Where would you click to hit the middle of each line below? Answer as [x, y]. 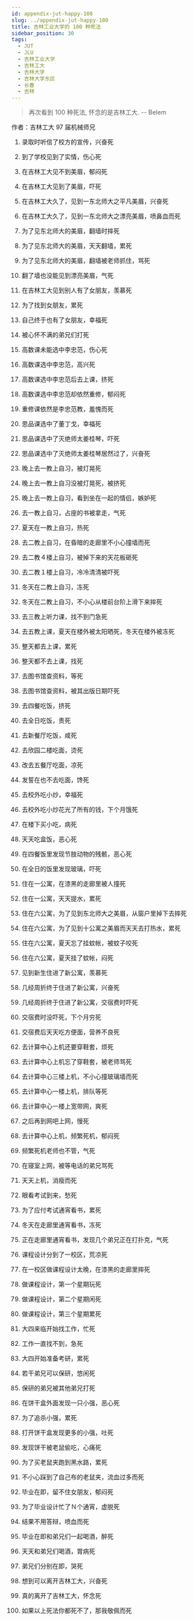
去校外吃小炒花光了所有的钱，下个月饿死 [80, 810]
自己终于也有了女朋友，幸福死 [64, 320]
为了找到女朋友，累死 [52, 305]
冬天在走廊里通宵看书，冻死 [61, 1225]
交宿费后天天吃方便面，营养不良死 [70, 1032]
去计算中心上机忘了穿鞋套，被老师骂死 [76, 1062]
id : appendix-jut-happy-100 [52, 14]
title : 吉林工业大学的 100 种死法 [56, 27]
